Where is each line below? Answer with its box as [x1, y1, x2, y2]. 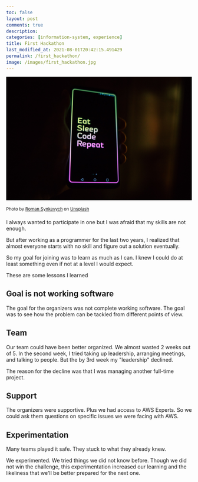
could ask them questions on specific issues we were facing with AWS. [6, 413, 179, 420]
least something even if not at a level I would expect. [6, 260, 134, 267]
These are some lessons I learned [6, 271, 88, 278]
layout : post [6, 15, 38, 22]
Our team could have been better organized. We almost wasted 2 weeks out [6, 343, 191, 350]
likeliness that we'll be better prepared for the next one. [6, 470, 141, 477]
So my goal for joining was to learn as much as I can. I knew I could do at [6, 254, 183, 261]
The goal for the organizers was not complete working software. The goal [6, 304, 185, 312]
